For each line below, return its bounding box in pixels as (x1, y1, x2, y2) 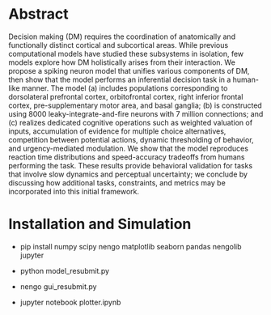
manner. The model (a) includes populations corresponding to (21, 83, 228, 93)
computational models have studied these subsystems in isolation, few (8, 49, 244, 58)
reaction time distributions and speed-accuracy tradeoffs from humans (8, 151, 245, 162)
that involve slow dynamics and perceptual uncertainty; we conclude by (8, 169, 248, 179)
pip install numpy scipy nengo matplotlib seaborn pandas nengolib (19, 241, 242, 251)
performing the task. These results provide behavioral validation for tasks (8, 160, 253, 170)
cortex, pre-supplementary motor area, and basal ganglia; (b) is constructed (8, 100, 263, 110)
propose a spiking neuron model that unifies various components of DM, (8, 66, 250, 75)
